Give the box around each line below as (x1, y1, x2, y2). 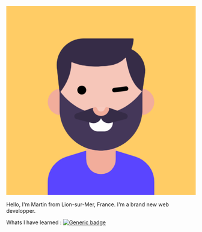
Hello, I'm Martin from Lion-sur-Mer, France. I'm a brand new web (6, 201, 170, 208)
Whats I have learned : (6, 219, 62, 226)
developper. (6, 207, 36, 214)
